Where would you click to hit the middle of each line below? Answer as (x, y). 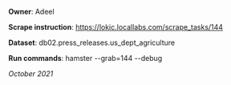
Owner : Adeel (31, 12)
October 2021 (31, 74)
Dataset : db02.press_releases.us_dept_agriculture (92, 42)
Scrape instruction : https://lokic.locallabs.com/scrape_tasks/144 (115, 27)
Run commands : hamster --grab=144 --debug (85, 58)
